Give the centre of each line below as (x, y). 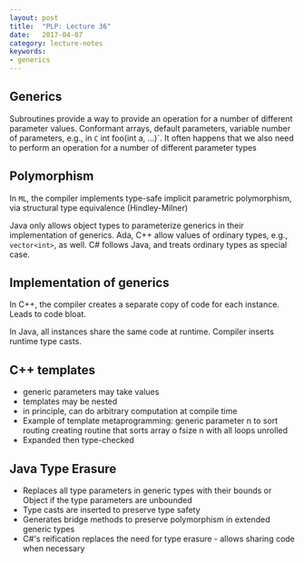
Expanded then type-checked (78, 440)
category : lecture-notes (56, 43)
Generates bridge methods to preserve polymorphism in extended (146, 519)
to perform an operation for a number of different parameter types (133, 147)
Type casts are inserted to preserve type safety (112, 510)
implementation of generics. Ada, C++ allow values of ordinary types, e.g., (149, 235)
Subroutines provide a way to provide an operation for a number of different (151, 118)
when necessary (54, 548)
